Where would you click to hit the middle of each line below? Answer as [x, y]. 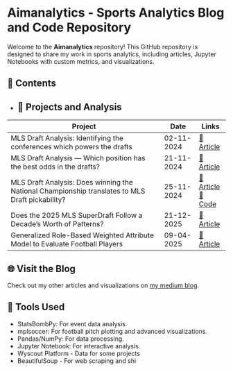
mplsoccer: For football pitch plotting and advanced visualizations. [112, 331]
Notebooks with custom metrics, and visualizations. [81, 61]
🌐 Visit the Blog [42, 269]
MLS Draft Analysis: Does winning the [72, 183]
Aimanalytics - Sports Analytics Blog [116, 13]
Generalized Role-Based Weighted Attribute [83, 235]
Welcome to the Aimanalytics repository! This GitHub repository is [103, 46]
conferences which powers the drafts [72, 147]
